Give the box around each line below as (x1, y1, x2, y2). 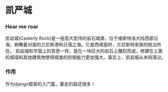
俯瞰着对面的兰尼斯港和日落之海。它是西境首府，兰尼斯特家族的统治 (14, 42, 157, 48)
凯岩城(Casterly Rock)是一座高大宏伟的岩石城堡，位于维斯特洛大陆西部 (5, 35, 154, 41)
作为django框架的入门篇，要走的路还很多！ (5, 81, 96, 87)
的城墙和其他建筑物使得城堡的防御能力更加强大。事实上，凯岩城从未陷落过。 (5, 54, 166, 60)
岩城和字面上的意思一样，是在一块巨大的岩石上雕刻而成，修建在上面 (19, 48, 163, 54)
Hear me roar (5, 23, 39, 30)
